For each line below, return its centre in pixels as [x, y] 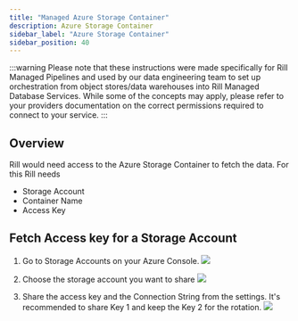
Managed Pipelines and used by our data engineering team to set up [135, 78]
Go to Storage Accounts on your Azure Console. [111, 260]
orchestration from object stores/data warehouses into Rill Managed [135, 86]
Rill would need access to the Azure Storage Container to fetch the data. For [149, 165]
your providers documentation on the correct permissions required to [137, 106]
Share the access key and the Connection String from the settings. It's [151, 296]
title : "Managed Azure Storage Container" [89, 17]
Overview [37, 143]
